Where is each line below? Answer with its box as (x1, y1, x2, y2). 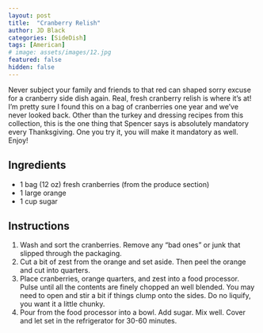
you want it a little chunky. (19, 299, 105, 309)
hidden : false (8, 63, 55, 71)
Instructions (8, 219, 70, 232)
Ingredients (8, 159, 67, 172)
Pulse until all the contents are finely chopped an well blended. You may (19, 282, 255, 292)
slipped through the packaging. (19, 249, 123, 258)
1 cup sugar (19, 196, 58, 206)
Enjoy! (8, 136, 29, 145)
